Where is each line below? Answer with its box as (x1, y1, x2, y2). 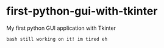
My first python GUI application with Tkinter (6, 24, 116, 32)
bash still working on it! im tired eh (6, 36, 108, 42)
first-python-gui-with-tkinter (6, 4, 158, 18)
